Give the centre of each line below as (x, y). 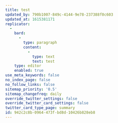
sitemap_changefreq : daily (33, 94)
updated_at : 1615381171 (30, 19)
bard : (20, 33)
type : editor (28, 66)
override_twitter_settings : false (41, 98)
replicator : (18, 24)
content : (32, 47)
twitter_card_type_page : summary (40, 108)
